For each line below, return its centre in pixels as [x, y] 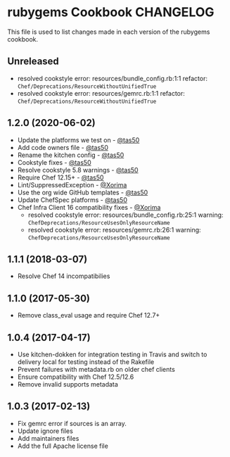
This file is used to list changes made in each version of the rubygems [109, 32]
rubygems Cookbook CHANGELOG [111, 12]
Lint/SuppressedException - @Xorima [72, 184]
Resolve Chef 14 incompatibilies [64, 276]
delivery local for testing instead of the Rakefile [86, 362]
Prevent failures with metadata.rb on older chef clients [96, 369]
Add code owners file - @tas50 [63, 147]
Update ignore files [45, 431]
